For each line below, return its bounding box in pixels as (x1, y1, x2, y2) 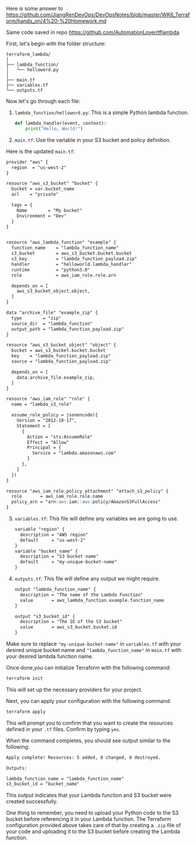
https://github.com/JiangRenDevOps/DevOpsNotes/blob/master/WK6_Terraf (6, 11, 190, 18)
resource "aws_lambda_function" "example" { (6, 240, 116, 246)
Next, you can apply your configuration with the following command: (6, 697, 171, 704)
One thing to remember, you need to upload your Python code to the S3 (6, 809, 179, 817)
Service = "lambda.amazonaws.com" (32, 450, 116, 456)
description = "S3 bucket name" (20, 553, 99, 559)
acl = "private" (11, 192, 59, 198)
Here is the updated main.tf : (6, 148, 75, 155)
